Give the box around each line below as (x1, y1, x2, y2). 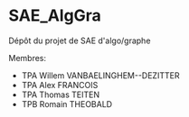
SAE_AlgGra (8, 5, 101, 26)
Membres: (8, 52, 47, 63)
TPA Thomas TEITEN (21, 89, 100, 100)
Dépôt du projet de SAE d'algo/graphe (8, 35, 151, 46)
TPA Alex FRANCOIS (21, 79, 99, 90)
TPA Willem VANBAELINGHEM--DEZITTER (21, 69, 180, 81)
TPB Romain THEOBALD (21, 98, 113, 109)
